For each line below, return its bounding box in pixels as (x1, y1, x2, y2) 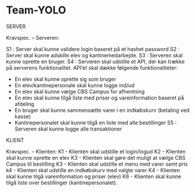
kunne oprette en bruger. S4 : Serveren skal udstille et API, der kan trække (6, 58, 185, 65)
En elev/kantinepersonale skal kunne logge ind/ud (14, 81, 135, 88)
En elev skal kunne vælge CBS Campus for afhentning (14, 88, 145, 95)
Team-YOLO (6, 4, 67, 17)
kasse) (14, 112, 31, 120)
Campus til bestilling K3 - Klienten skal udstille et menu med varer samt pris (6, 160, 188, 167)
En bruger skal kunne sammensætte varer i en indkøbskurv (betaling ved (14, 107, 190, 114)
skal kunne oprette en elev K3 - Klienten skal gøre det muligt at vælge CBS (6, 154, 186, 161)
